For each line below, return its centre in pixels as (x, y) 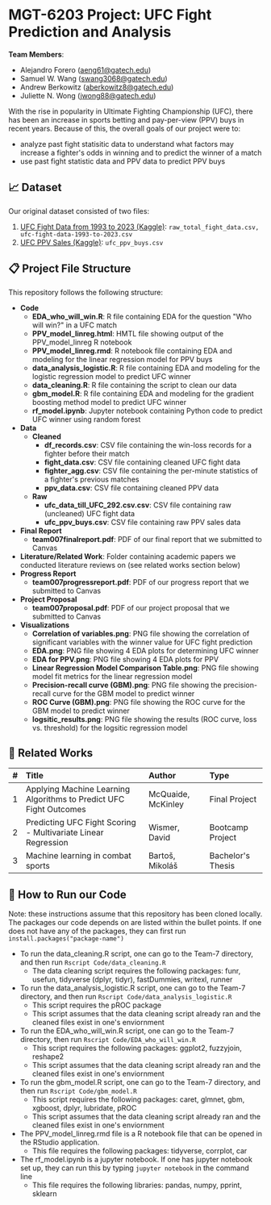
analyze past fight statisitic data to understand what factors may (127, 144)
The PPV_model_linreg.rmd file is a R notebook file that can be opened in (141, 1134)
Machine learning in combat (78, 856)
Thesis (222, 866)
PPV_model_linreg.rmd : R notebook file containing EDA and (132, 350)
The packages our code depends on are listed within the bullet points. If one (135, 923)
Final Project (233, 799)
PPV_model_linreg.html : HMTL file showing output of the (128, 333)
